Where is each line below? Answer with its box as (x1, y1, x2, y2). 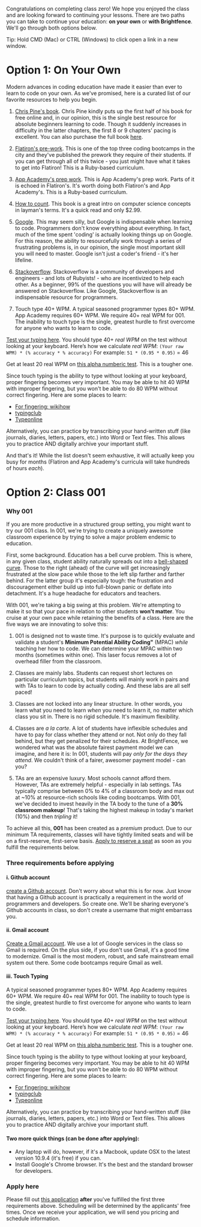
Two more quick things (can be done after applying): (6, 1134, 140, 1142)
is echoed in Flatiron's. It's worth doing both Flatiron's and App (14, 182, 171, 189)
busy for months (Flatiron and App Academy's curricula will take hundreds (6, 458, 190, 465)
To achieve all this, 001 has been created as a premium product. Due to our (6, 825, 192, 832)
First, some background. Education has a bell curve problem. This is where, (6, 551, 193, 558)
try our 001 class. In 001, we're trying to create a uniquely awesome (6, 527, 173, 534)
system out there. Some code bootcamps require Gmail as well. (6, 959, 163, 966)
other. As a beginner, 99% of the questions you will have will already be (14, 281, 192, 288)
